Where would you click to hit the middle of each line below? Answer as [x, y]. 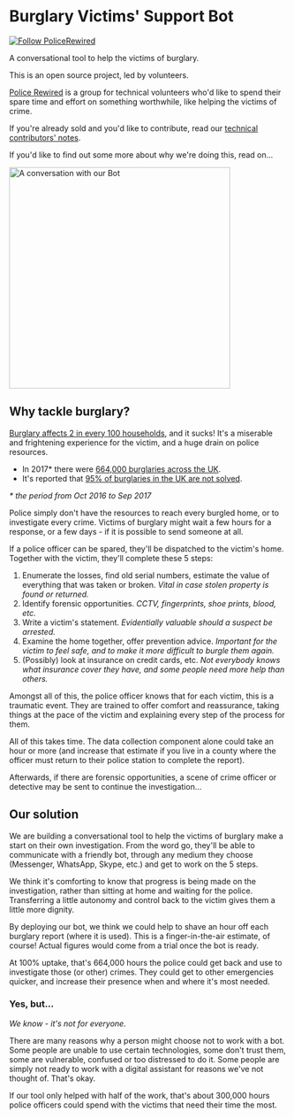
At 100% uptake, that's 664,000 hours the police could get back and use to [146, 962]
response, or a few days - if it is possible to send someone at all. [127, 531]
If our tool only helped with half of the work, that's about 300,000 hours [139, 1095]
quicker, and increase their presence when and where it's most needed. [140, 981]
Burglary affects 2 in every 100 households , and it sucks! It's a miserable [141, 433]
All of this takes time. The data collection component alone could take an [141, 741]
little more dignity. [42, 909]
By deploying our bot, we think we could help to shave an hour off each [139, 926]
